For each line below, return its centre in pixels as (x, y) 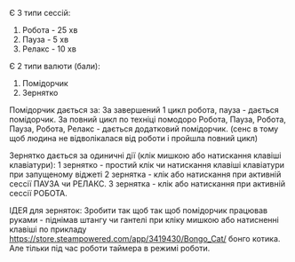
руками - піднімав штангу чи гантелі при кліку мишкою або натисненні (144, 220)
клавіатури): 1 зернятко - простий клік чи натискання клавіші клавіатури (147, 165)
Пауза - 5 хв (45, 40)
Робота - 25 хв (50, 30)
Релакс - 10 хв (49, 49)
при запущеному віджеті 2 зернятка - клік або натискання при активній (145, 174)
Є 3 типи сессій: (40, 13)
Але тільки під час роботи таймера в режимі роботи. (110, 248)
